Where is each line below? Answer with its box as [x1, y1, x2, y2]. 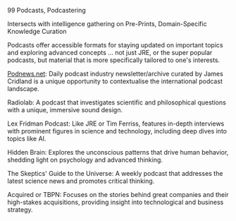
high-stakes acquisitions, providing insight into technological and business [7, 198, 224, 206]
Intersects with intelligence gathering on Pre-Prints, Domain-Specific [7, 20, 207, 28]
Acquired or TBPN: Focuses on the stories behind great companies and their [7, 191, 229, 198]
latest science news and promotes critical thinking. [7, 177, 155, 185]
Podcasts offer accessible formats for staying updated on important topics [7, 41, 223, 49]
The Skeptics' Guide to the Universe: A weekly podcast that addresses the [7, 169, 223, 177]
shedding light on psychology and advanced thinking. [7, 155, 163, 164]
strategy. [7, 205, 33, 214]
